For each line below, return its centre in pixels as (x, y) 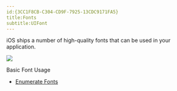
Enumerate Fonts (37, 82)
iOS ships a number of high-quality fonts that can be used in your (88, 41)
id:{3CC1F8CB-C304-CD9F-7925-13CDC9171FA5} (63, 12)
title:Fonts (21, 18)
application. (21, 47)
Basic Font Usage (28, 70)
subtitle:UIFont (27, 23)
